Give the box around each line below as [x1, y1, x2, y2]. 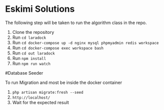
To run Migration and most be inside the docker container [5, 80, 123, 85]
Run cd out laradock [12, 50, 55, 56]
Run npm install [12, 55, 46, 61]
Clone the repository [12, 29, 54, 35]
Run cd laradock [12, 34, 46, 40]
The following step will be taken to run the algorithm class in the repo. [5, 20, 147, 26]
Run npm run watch [12, 60, 51, 66]
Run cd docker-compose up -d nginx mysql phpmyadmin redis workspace [12, 39, 159, 45]
